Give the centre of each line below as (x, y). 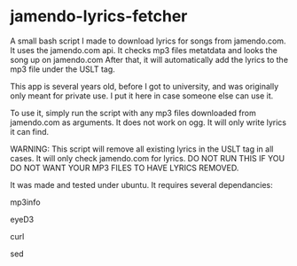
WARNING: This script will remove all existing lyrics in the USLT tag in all (142, 149)
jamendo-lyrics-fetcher (99, 16)
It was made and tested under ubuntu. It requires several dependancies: (141, 184)
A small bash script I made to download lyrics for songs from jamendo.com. (148, 41)
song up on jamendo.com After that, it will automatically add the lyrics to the (149, 59)
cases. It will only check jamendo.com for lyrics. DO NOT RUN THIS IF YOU (148, 158)
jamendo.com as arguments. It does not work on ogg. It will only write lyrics (148, 122)
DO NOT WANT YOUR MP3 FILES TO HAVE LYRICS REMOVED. (125, 168)
